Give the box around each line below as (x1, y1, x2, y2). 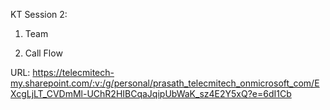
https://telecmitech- (32, 67, 115, 78)
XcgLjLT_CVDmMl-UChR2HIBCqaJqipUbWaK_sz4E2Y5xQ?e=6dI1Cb (10, 88, 292, 99)
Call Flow (24, 47, 63, 59)
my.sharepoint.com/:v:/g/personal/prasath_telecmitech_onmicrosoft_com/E (10, 77, 320, 89)
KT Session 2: (10, 9, 68, 20)
